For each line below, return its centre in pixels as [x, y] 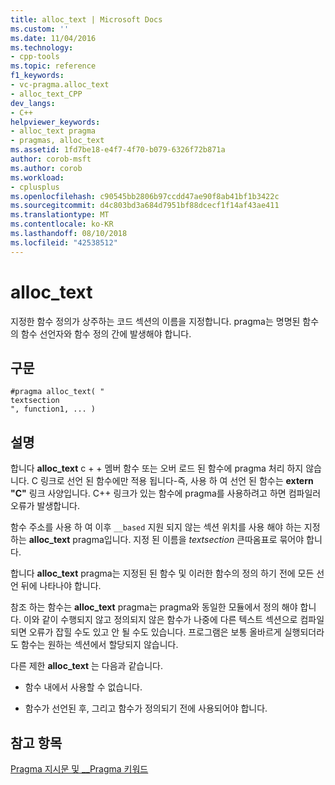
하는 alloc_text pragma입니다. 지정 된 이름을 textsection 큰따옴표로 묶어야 [157, 540]
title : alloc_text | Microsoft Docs [86, 19]
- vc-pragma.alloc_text [60, 85]
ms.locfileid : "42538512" [64, 242]
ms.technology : [42, 47]
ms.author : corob [46, 168]
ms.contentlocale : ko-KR [62, 224]
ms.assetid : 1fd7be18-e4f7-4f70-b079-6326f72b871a [118, 150]
